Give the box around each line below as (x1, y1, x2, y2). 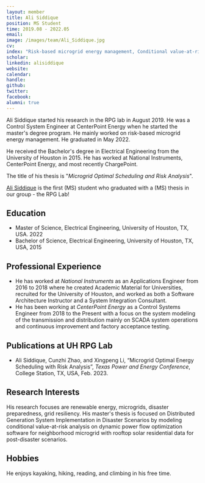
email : (6, 32, 23, 38)
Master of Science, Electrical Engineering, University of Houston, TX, (15, 224, 189, 231)
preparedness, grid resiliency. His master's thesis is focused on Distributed (6, 409, 195, 417)
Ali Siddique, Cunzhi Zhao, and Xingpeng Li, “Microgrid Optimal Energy (15, 357, 194, 364)
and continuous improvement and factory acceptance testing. (15, 323, 171, 330)
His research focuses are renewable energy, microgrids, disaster (6, 403, 169, 411)
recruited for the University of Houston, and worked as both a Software (15, 291, 194, 298)
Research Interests (6, 387, 80, 398)
